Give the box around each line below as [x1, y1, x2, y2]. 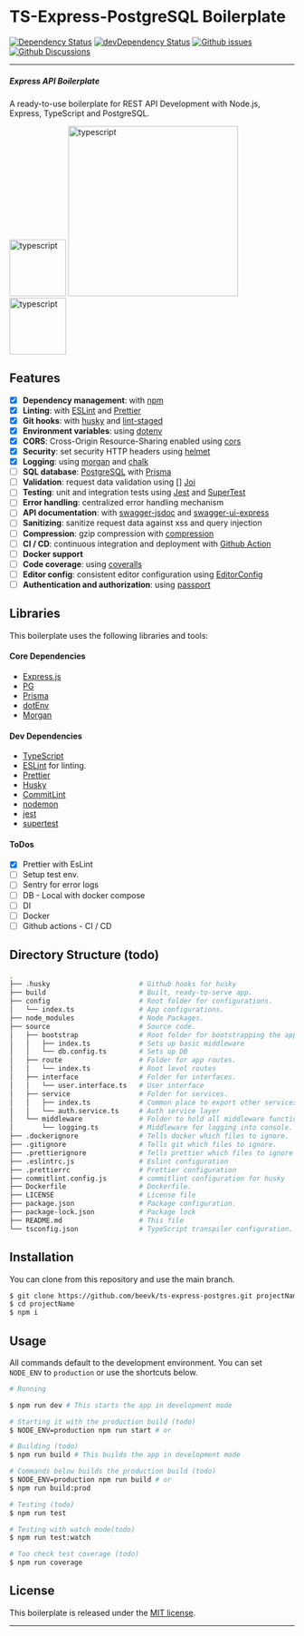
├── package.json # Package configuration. [9, 1200, 237, 1209]
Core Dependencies [9, 651, 86, 661]
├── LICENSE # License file [9, 1190, 196, 1200]
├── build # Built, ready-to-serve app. [9, 988, 253, 997]
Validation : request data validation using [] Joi [22, 476, 196, 487]
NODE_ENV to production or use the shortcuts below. [9, 1367, 198, 1377]
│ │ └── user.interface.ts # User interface [9, 1081, 204, 1090]
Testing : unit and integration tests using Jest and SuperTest [22, 487, 246, 498]
